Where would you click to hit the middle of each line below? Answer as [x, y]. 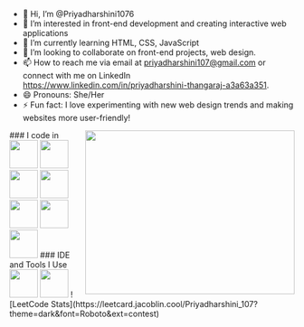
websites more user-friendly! [76, 118]
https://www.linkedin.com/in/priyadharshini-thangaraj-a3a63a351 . [146, 85]
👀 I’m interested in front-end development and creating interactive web [154, 23]
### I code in [34, 135]
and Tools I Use [38, 265]
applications [45, 33]
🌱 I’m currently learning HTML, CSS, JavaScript [111, 42]
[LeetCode [29, 304]
